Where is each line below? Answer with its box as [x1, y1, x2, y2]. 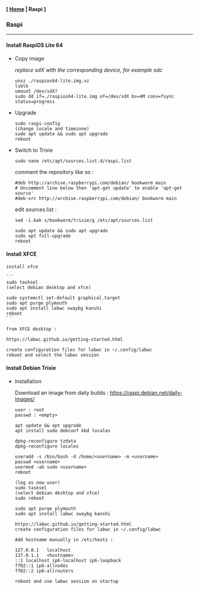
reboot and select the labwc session [6, 352, 99, 358]
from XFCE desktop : [6, 326, 57, 332]
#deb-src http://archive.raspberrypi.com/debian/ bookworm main [14, 195, 177, 201]
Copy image [14, 55, 44, 62]
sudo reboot [14, 495, 44, 501]
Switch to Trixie [14, 146, 53, 154]
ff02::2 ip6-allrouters [14, 567, 74, 574]
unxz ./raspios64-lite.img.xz [14, 78, 90, 84]
